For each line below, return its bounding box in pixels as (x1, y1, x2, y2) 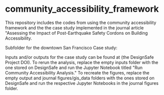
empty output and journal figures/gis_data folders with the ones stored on (5, 75, 155, 81)
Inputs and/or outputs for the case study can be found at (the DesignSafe (5, 54, 154, 60)
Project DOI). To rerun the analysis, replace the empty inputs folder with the (5, 59, 159, 65)
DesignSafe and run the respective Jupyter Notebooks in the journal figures (5, 80, 159, 86)
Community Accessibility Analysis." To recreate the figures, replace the (5, 70, 150, 75)
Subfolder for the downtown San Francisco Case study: (5, 45, 118, 50)
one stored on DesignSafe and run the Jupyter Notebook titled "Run (5, 65, 143, 71)
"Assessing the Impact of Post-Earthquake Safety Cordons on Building (5, 30, 148, 36)
